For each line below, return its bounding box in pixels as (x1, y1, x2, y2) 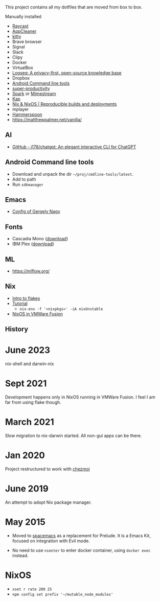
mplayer (12, 106, 29, 112)
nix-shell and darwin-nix (5, 361, 54, 367)
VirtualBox (12, 65, 33, 70)
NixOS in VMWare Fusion (12, 311, 63, 317)
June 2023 (5, 345, 50, 356)
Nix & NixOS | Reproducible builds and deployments (12, 101, 117, 107)
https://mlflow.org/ (12, 268, 50, 274)
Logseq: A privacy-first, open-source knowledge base (12, 70, 122, 75)
